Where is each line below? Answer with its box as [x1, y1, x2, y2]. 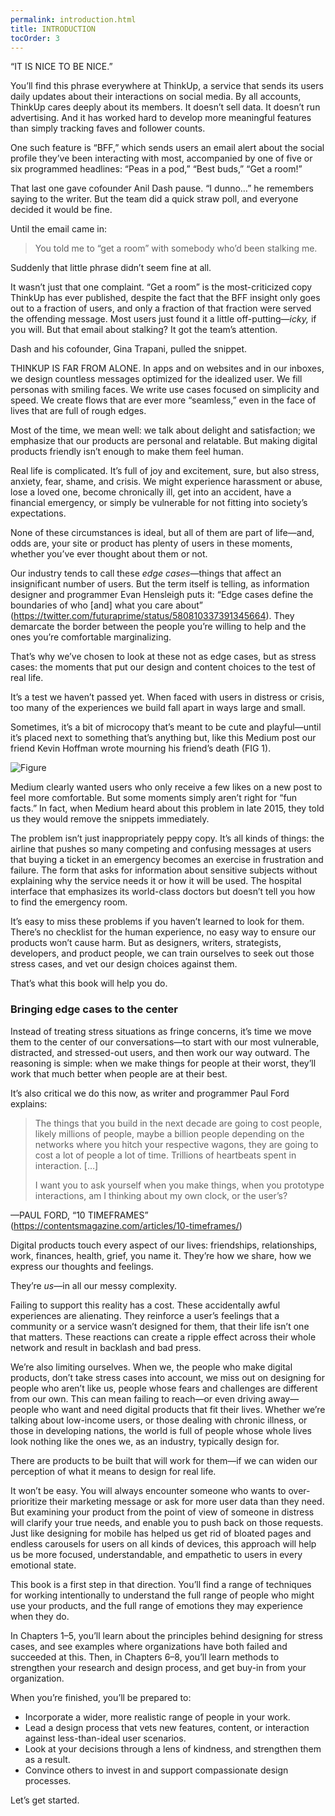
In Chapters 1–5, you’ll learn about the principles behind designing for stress [10, 1629, 323, 1641]
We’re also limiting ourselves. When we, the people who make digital [10, 1361, 293, 1373]
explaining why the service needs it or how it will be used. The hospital [10, 875, 302, 887]
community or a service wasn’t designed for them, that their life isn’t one [10, 1320, 310, 1332]
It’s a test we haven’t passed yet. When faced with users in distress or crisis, [10, 691, 325, 703]
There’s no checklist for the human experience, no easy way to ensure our [10, 926, 317, 938]
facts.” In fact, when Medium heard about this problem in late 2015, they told [10, 802, 325, 815]
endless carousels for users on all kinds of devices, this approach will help [10, 1537, 317, 1550]
